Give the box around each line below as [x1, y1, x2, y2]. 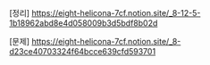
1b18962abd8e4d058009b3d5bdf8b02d [9, 18, 158, 28]
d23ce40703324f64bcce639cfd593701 [9, 46, 156, 56]
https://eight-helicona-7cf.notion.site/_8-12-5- [30, 8, 201, 18]
